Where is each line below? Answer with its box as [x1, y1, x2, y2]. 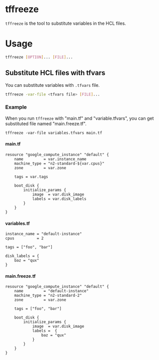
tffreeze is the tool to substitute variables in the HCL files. [5, 20, 126, 26]
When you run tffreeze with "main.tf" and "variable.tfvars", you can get [5, 115, 154, 121]
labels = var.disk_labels [32, 196, 87, 201]
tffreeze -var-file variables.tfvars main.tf [5, 130, 102, 135]
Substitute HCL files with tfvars [5, 69, 106, 77]
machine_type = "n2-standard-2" [14, 293, 82, 298]
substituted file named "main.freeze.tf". [5, 120, 87, 127]
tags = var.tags [14, 174, 49, 179]
